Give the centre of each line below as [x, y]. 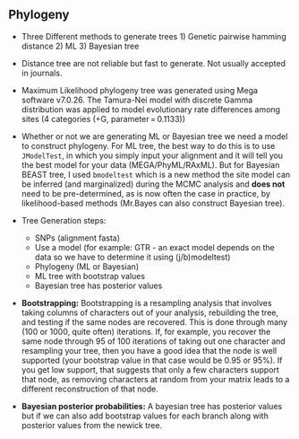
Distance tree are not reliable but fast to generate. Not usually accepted [153, 63]
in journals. [42, 73]
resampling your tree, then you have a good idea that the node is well [149, 350]
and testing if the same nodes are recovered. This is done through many [154, 321]
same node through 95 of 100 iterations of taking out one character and [153, 341]
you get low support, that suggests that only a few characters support [150, 369]
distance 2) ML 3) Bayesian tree [80, 46]
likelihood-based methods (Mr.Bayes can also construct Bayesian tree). [153, 203]
